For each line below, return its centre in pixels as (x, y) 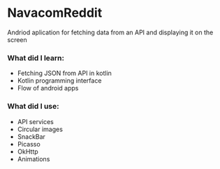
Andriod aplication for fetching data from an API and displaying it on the (110, 32)
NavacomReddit (55, 13)
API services (35, 121)
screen (17, 39)
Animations (34, 158)
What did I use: (33, 107)
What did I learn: (36, 58)
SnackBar (31, 136)
